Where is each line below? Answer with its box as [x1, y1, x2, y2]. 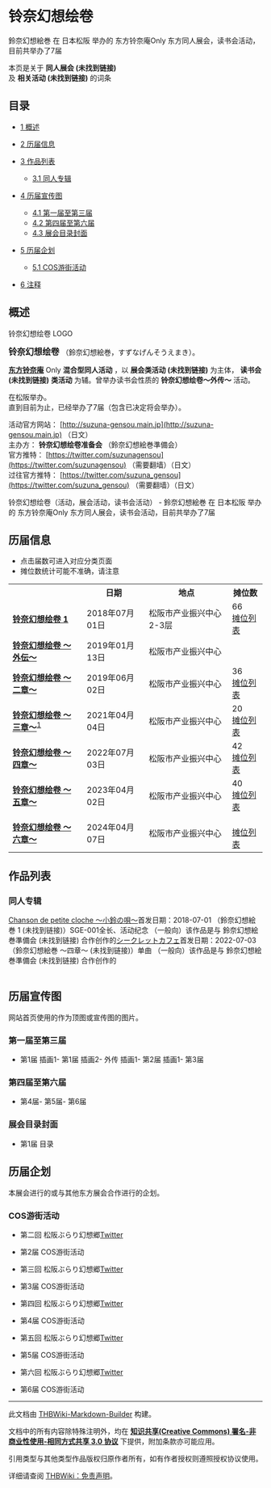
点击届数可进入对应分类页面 [19, 556, 113, 566]
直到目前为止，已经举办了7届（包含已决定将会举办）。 [8, 402, 186, 412]
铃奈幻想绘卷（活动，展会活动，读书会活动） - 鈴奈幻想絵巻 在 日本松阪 [8, 497, 246, 507]
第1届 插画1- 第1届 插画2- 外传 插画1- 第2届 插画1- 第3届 [19, 1055, 204, 1064]
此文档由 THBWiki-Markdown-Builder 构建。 [8, 1409, 156, 1418]
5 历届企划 [19, 245, 56, 255]
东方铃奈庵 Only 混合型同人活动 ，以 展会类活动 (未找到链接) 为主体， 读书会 [8, 365, 262, 374]
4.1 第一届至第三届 [31, 208, 93, 217]
